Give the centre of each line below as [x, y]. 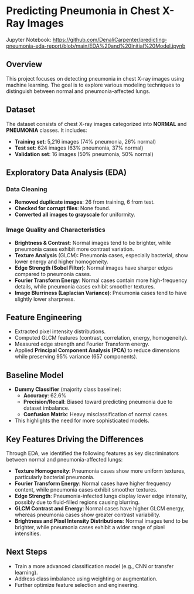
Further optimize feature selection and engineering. [76, 585]
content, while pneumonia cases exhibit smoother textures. [86, 489]
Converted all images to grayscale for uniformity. [75, 215]
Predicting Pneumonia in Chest [83, 11]
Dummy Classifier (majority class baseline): [68, 389]
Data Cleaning [27, 189]
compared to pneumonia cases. [53, 274]
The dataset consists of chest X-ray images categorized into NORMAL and [96, 124]
